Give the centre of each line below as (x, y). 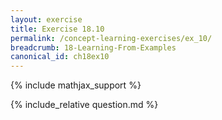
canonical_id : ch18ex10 (60, 57)
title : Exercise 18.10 (57, 29)
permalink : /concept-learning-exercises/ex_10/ (111, 38)
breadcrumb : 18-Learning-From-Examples (93, 47)
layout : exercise (46, 19)
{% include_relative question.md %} (84, 105)
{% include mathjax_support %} (76, 85)
